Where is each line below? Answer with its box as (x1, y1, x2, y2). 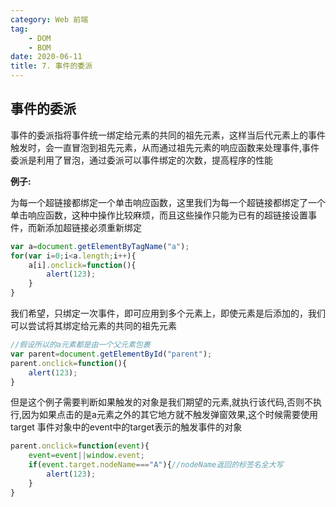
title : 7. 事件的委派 (10, 61, 93, 71)
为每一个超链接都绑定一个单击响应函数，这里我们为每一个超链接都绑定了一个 (10, 196, 326, 208)
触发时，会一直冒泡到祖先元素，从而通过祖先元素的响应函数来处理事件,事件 (10, 141, 320, 153)
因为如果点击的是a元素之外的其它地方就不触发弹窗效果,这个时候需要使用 (21, 409, 318, 421)
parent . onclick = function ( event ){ (10, 441, 150, 451)
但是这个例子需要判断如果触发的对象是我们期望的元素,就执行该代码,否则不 (10, 396, 314, 408)
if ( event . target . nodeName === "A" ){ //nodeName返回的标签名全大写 (28, 460, 284, 470)
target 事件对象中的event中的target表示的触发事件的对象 (10, 421, 243, 433)
